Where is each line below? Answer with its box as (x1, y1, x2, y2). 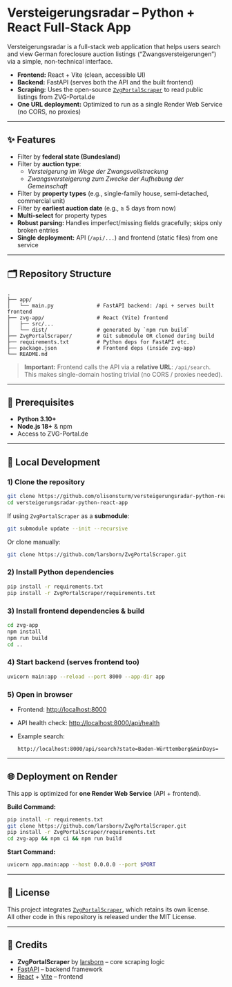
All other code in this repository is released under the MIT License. (7, 912, 197, 921)
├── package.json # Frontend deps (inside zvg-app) (7, 344, 196, 351)
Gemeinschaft (27, 181, 68, 190)
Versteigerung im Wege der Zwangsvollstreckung (27, 167, 168, 175)
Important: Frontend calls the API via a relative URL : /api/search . (23, 362, 211, 371)
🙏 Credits (7, 939, 48, 951)
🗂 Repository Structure (7, 268, 112, 280)
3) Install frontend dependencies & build (7, 606, 145, 616)
